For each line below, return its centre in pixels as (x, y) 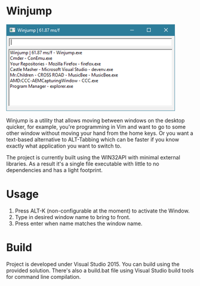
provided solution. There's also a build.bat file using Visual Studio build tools (100, 270)
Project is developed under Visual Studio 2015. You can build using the (93, 264)
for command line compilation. (44, 276)
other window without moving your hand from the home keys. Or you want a (100, 133)
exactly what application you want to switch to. (64, 146)
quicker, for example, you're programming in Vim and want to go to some (96, 127)
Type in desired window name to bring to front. (73, 217)
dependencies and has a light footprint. (55, 170)
